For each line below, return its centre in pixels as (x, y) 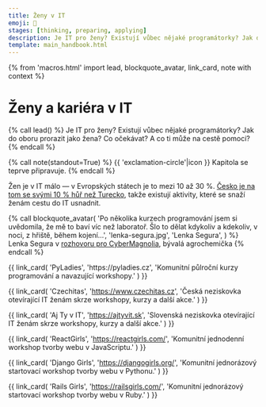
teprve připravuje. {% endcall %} (62, 171)
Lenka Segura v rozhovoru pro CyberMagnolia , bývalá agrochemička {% (126, 244)
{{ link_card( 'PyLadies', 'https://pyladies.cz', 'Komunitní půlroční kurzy (123, 267)
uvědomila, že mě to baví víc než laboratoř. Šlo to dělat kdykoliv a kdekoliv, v (133, 227)
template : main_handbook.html (58, 45)
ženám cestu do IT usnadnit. (55, 203)
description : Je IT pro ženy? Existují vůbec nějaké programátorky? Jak (131, 38)
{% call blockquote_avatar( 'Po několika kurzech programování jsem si (123, 218)
